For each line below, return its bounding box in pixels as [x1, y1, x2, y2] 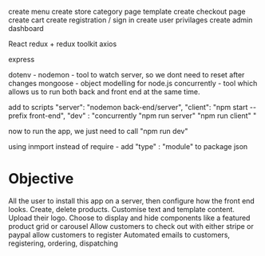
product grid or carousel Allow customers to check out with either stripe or [8, 221, 254, 230]
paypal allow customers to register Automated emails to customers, [8, 230, 230, 239]
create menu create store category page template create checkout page [8, 7, 246, 16]
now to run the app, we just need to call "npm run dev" [8, 127, 188, 136]
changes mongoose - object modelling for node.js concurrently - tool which [8, 79, 258, 88]
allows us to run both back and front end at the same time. [8, 87, 201, 96]
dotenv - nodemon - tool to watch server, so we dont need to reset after [8, 70, 245, 79]
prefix [8, 111, 28, 120]
